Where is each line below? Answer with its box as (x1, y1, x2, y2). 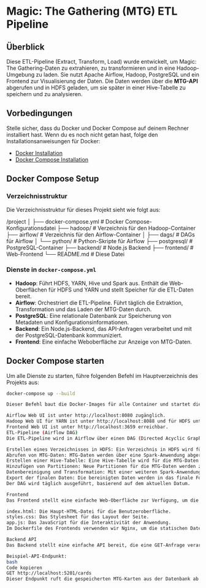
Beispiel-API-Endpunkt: (6, 553, 67, 559)
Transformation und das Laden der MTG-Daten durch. (15, 305, 152, 313)
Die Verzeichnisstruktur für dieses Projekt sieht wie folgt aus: (6, 206, 161, 213)
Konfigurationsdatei (6, 224, 56, 232)
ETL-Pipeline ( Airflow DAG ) (6, 429, 78, 435)
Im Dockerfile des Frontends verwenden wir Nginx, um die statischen (6, 526, 188, 532)
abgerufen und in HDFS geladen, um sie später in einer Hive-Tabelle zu (6, 84, 186, 91)
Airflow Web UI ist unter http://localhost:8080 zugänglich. (6, 412, 166, 419)
